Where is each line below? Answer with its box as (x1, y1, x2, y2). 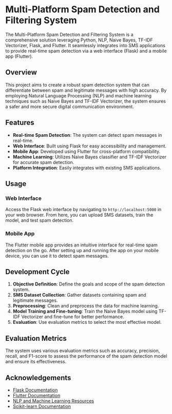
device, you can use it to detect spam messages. (5, 253, 109, 259)
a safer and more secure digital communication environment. (5, 103, 135, 110)
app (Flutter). (5, 53, 33, 59)
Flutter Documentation (12, 392, 61, 398)
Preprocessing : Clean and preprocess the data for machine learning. (12, 303, 159, 309)
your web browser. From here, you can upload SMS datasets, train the (5, 212, 154, 218)
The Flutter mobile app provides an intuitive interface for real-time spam (5, 242, 158, 248)
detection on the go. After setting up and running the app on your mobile (5, 247, 159, 253)
